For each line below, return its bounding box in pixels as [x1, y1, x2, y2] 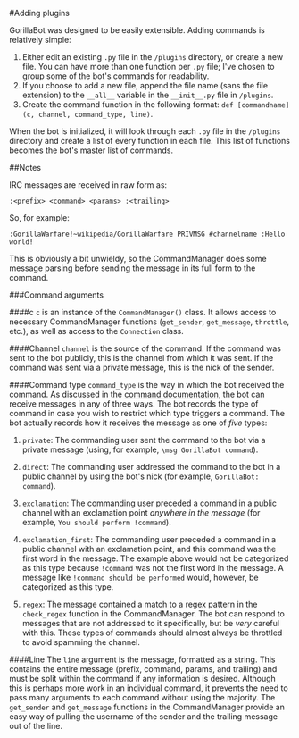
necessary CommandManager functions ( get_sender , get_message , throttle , [9, 316, 290, 327]
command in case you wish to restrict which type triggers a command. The [9, 408, 286, 418]
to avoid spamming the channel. [21, 637, 141, 647]
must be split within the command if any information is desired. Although [9, 674, 277, 683]
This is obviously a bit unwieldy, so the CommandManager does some [9, 254, 267, 264]
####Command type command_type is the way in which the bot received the [9, 380, 285, 390]
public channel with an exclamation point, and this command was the [21, 544, 277, 554]
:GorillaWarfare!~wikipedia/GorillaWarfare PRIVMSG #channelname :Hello [9, 230, 286, 239]
